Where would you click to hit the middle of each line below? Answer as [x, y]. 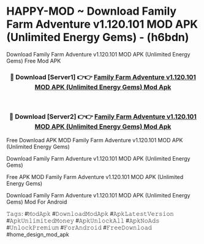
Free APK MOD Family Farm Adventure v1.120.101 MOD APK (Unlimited [95, 177]
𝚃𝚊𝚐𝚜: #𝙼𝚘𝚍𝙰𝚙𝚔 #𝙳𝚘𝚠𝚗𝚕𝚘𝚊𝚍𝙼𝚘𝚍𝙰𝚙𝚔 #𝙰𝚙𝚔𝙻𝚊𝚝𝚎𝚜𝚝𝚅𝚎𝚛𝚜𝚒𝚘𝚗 [90, 213]
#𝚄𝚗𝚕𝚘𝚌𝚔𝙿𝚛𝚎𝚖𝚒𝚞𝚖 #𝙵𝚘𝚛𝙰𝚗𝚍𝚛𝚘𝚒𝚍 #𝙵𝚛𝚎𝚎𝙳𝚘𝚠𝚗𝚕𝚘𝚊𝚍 [79, 227]
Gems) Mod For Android [37, 202]
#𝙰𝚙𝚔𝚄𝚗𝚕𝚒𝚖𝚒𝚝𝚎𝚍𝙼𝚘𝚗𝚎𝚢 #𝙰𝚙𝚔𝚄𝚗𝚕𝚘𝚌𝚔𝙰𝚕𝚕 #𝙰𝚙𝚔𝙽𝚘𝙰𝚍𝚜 [83, 220]
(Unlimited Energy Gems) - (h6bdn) [98, 37]
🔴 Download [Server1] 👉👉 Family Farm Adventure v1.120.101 [103, 77]
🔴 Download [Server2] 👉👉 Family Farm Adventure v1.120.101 [103, 116]
